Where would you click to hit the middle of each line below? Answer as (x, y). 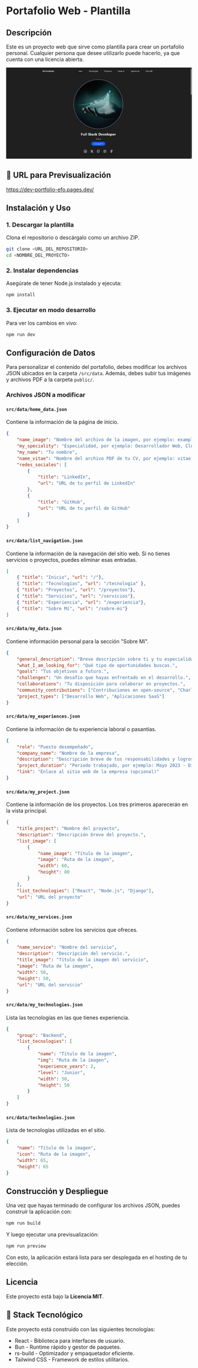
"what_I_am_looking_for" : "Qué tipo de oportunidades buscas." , (97, 665)
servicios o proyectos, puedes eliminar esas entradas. (72, 559)
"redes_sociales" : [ (42, 464)
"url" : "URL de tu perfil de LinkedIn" (86, 483)
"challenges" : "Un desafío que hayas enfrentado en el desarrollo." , (104, 678)
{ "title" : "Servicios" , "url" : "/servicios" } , (76, 596)
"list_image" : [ (37, 841)
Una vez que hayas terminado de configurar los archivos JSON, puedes (93, 1206)
